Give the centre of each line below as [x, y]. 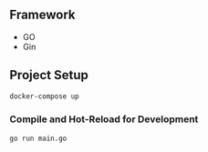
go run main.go [38, 138]
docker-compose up [44, 96]
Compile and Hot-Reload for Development [104, 119]
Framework [42, 15]
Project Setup [49, 75]
